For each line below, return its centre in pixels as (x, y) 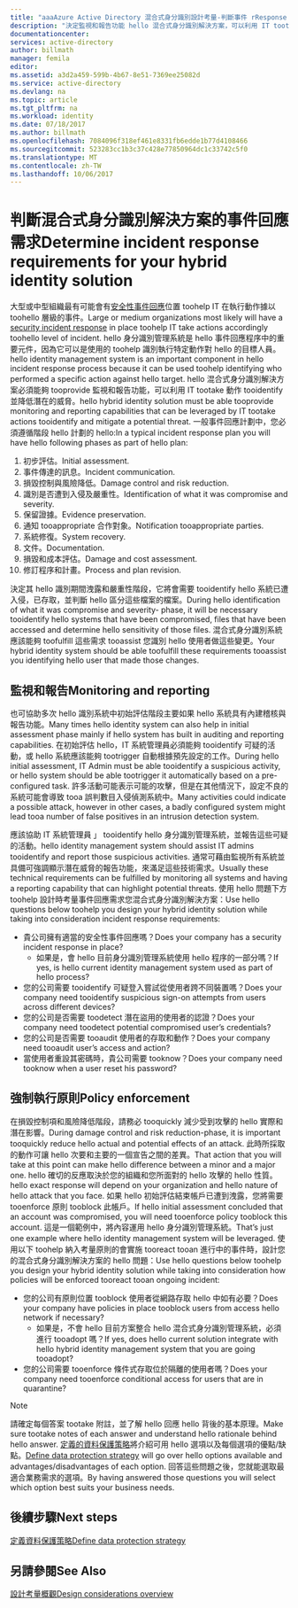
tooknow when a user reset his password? (100, 1068)
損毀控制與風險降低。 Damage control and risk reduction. (126, 483)
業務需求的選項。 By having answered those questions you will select (151, 1477)
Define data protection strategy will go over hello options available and (154, 1455)
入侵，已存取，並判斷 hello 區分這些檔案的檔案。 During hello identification (145, 600)
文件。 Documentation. (64, 548)
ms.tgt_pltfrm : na (44, 108)
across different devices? (69, 1007)
